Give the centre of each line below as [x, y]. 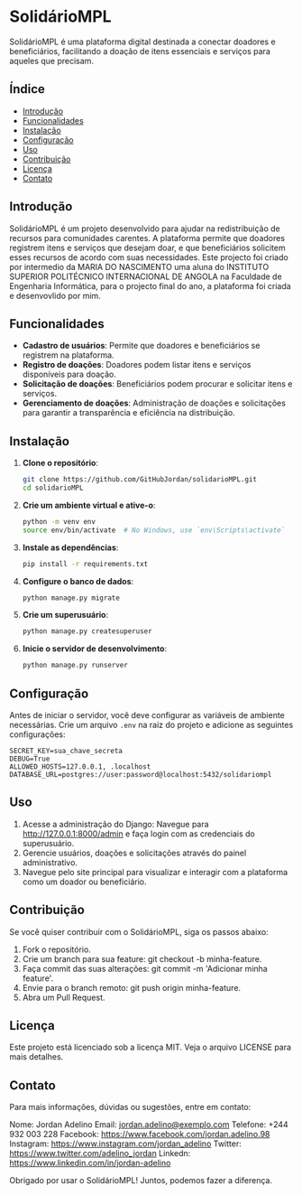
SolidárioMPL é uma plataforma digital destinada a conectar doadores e [143, 42]
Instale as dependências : [70, 547]
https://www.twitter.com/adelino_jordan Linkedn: [100, 1153]
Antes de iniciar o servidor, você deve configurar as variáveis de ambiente [147, 715]
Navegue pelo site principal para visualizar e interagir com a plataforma [155, 872]
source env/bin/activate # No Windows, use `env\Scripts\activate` [154, 530]
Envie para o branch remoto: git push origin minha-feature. [132, 987]
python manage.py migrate [71, 598]
